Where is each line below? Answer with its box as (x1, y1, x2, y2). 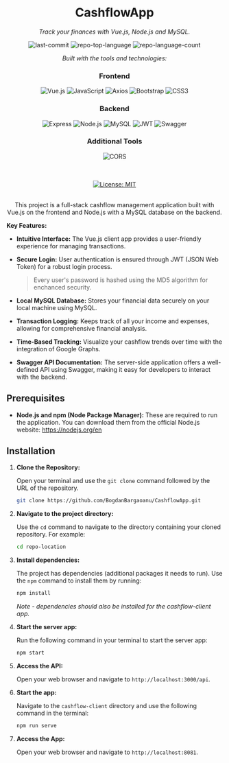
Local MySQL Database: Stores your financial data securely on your (16, 296, 210, 305)
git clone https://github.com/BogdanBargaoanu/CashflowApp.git (16, 497, 202, 504)
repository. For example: (16, 530, 86, 539)
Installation (6, 445, 56, 457)
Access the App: (16, 734, 66, 742)
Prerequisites (6, 392, 65, 404)
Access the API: (16, 661, 63, 670)
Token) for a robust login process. (16, 262, 112, 270)
